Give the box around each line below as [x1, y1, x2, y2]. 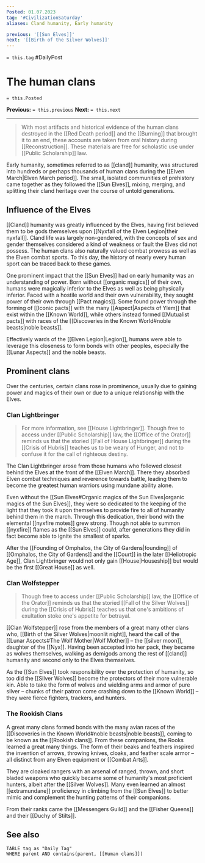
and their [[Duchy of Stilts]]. [6, 812, 76, 819]
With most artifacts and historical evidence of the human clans [21, 123, 179, 131]
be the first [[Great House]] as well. [6, 563, 95, 571]
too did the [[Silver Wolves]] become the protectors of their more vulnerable [6, 675, 198, 682]
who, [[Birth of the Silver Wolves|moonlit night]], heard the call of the [6, 630, 180, 638]
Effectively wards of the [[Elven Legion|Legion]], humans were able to [6, 335, 182, 342]
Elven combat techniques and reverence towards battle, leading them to [6, 475, 187, 482]
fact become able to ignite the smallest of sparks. [6, 532, 131, 540]
